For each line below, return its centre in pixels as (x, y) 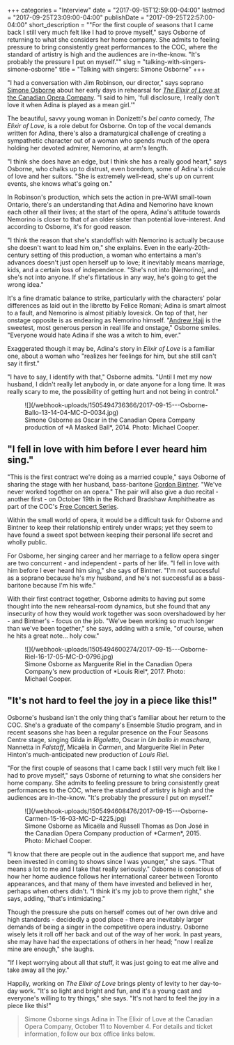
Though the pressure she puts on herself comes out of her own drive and (112, 912)
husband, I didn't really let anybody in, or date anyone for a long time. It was (116, 384)
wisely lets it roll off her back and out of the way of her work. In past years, (115, 934)
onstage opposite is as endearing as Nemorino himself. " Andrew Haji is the (114, 320)
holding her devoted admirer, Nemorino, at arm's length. (88, 148)
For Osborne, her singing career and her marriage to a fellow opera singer (113, 556)
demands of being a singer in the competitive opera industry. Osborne (108, 927)
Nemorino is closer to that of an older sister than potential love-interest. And (116, 219)
